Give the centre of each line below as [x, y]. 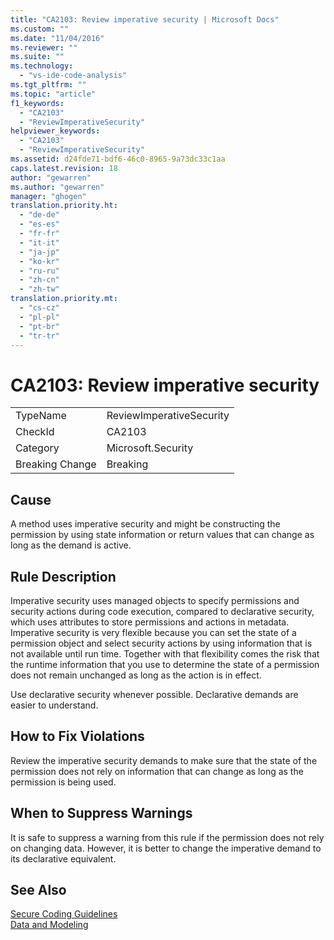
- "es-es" [39, 224]
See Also [38, 889]
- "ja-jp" [39, 252]
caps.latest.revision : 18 [64, 168]
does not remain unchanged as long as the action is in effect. [136, 675]
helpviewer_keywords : [55, 131]
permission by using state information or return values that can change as [162, 535]
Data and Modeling [49, 925]
